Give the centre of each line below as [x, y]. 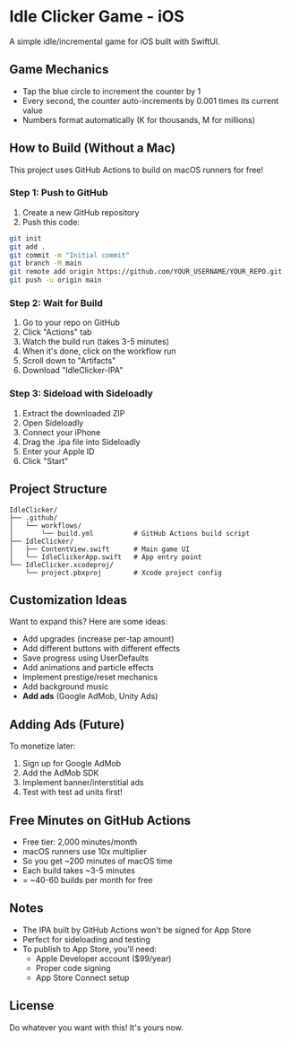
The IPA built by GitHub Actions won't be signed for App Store [137, 930]
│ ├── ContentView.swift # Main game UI [100, 549]
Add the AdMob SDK [60, 773]
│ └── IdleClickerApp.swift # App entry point [106, 557]
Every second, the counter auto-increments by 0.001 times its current [150, 101]
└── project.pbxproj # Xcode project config [124, 573]
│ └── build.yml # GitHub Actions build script [130, 533]
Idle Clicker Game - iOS [97, 17]
